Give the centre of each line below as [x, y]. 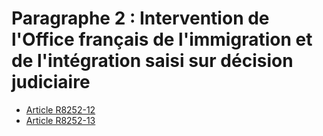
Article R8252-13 [60, 120]
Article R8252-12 [60, 109]
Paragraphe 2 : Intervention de [140, 18]
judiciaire [51, 82]
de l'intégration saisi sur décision [152, 61]
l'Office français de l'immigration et [162, 39]
